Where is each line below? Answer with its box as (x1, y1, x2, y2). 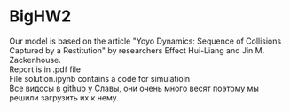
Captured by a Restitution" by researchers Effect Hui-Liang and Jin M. (9, 44, 265, 55)
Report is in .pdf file (9, 64, 82, 75)
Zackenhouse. (9, 54, 62, 65)
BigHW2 (9, 6, 72, 27)
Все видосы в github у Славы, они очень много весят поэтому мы (9, 83, 260, 93)
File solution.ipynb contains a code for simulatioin (9, 73, 191, 84)
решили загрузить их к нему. (9, 92, 120, 103)
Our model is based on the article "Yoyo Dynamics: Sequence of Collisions (9, 36, 282, 46)
